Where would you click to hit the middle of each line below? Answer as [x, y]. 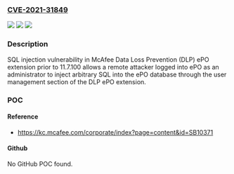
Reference [23, 116]
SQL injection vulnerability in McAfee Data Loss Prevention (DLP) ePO [108, 59]
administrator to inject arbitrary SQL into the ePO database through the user [117, 74]
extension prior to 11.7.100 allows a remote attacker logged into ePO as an [113, 67]
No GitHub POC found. [40, 163]
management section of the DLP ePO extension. [77, 81]
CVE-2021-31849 [38, 10]
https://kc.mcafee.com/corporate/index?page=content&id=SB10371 [115, 132]
